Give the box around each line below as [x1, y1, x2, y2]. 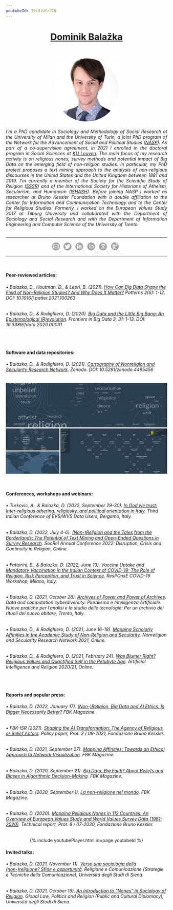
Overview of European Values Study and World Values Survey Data [6, 816, 148, 822]
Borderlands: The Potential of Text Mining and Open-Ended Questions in [6, 535, 159, 541]
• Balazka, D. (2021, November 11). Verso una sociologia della [6, 861, 137, 867]
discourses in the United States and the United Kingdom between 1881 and [6, 172, 167, 178]
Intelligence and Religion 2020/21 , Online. [6, 664, 94, 670]
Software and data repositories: [6, 349, 75, 356]
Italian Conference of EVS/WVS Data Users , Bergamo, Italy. [6, 513, 132, 519]
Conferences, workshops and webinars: [6, 491, 93, 497]
